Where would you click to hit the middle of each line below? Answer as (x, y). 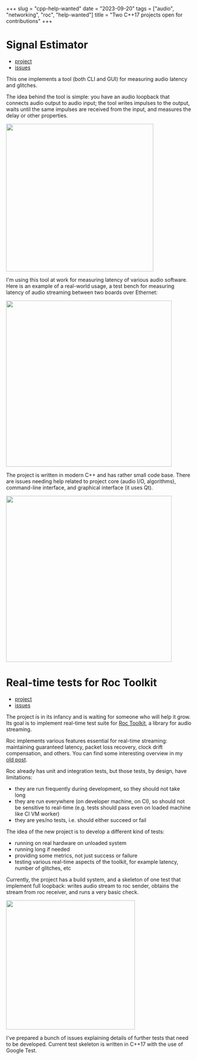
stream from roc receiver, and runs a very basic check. (73, 892)
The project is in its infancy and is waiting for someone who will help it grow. (98, 716)
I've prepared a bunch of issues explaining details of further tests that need (97, 1038)
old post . (17, 759)
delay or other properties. (37, 115)
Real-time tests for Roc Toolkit (81, 683)
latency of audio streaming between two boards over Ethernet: (82, 292)
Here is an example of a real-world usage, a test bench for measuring (90, 286)
